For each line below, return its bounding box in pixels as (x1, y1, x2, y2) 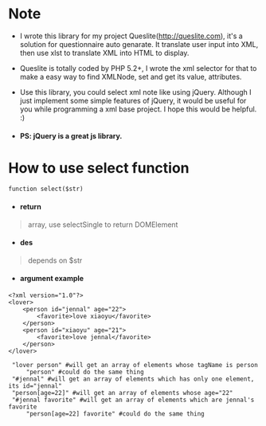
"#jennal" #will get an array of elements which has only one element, (11, 375, 255, 383)
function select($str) (8, 185, 84, 193)
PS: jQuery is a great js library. (19, 131, 123, 140)
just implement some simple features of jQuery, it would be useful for (19, 96, 247, 105)
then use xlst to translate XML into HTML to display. (19, 48, 190, 57)
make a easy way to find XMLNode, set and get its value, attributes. (19, 72, 242, 81)
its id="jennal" (8, 382, 62, 390)
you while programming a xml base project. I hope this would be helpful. (19, 104, 257, 114)
